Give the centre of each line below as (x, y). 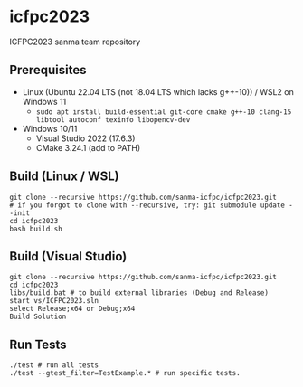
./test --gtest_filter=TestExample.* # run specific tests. (125, 373)
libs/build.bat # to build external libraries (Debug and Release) (139, 293)
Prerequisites (48, 70)
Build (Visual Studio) (68, 256)
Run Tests (38, 344)
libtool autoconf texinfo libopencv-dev (113, 119)
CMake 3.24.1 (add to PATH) (88, 147)
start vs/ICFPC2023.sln (54, 301)
